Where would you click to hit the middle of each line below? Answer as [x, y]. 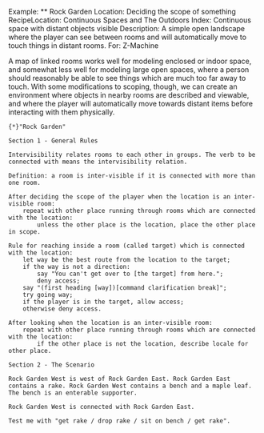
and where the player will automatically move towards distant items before [131, 104]
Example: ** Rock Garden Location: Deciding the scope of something [122, 12]
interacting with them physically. [62, 112]
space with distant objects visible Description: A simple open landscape [127, 28]
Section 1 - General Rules [53, 141]
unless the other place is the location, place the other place [146, 225]
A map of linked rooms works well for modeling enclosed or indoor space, [130, 61]
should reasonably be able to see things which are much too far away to [127, 78]
